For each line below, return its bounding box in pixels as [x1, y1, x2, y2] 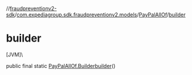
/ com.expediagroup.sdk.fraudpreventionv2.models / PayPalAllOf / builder [14, 11, 186, 18]
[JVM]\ [6, 51, 23, 58]
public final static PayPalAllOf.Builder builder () [6, 62, 116, 69]
